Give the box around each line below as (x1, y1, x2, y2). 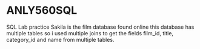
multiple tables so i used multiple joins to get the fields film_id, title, (6, 29, 174, 36)
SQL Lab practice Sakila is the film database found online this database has (6, 23, 195, 30)
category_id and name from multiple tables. (6, 36, 115, 43)
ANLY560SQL (6, 4, 78, 17)
